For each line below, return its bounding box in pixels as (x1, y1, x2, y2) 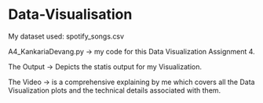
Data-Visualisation (8, 6, 133, 24)
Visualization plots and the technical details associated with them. (8, 85, 221, 95)
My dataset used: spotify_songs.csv (8, 31, 124, 41)
